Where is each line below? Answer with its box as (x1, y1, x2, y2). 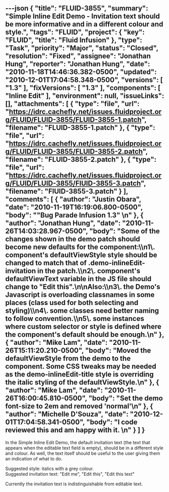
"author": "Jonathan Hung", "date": (5, 219, 121, 228)
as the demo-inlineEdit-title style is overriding (5, 370, 154, 379)
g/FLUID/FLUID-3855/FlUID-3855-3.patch (5, 179, 141, 188)
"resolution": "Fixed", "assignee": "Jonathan (5, 52, 151, 61)
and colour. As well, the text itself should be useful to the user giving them (5, 450, 160, 456)
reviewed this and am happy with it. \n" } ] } (5, 426, 145, 434)
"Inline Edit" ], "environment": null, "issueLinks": (5, 92, 164, 100)
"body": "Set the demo (88, 394, 163, 403)
